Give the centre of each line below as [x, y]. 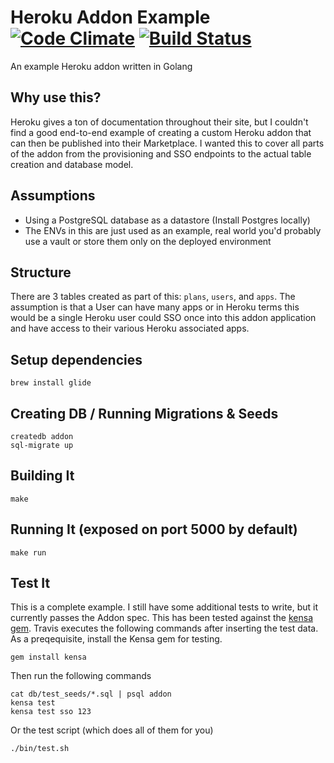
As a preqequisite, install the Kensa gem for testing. [116, 639]
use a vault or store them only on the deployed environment [148, 241]
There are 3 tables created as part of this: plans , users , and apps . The [153, 297]
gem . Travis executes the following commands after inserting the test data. [164, 628]
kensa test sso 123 [51, 712]
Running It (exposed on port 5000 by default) [154, 529]
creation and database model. [72, 164]
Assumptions [53, 196]
